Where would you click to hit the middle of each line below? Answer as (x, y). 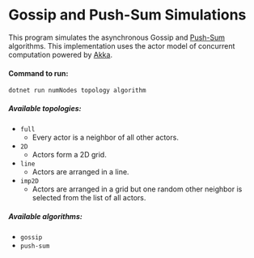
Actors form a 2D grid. (69, 155)
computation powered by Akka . (61, 54)
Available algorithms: (45, 216)
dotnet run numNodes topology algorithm (78, 91)
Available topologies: (45, 108)
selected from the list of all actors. (89, 198)
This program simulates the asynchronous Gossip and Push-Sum (116, 37)
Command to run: (38, 73)
